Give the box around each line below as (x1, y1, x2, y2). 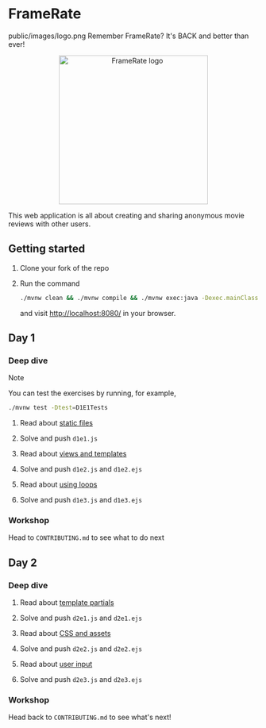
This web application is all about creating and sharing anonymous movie (8, 210, 245, 220)
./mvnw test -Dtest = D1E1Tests (8, 404, 109, 412)
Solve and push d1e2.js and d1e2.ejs (19, 464, 143, 474)
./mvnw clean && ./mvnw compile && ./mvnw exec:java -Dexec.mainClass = (19, 294, 262, 302)
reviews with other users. (8, 219, 91, 229)
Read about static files (19, 418, 94, 428)
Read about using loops (19, 480, 98, 489)
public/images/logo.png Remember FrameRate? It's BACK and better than (8, 31, 249, 40)
